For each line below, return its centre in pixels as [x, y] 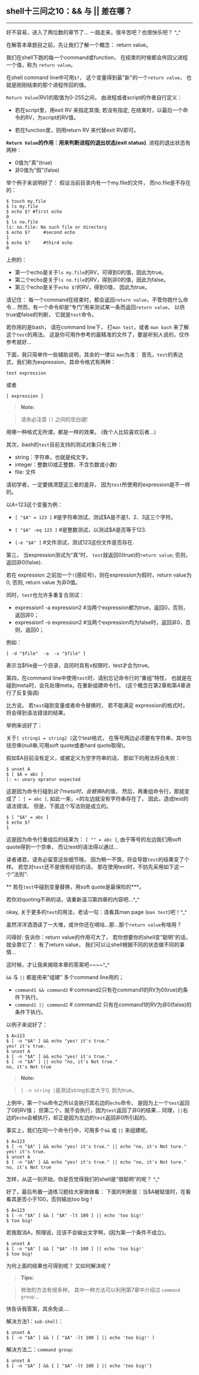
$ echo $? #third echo [39, 242]
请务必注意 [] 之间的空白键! [54, 419]
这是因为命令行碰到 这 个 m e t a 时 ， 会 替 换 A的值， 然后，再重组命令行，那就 [95, 791]
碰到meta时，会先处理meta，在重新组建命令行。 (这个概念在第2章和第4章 [96, 685]
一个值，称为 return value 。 [41, 65]
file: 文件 [25, 472]
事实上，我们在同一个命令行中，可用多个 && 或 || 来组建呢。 [78, 1130]
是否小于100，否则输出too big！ [55, 1199]
